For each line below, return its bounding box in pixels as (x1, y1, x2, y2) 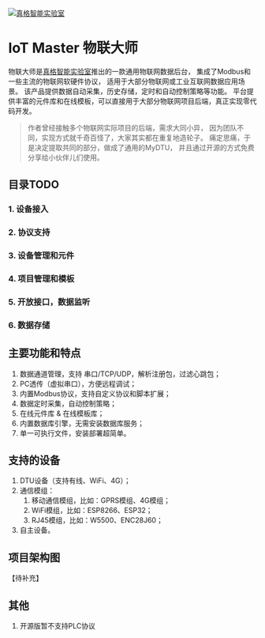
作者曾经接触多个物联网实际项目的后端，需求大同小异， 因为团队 (27, 123, 237, 132)
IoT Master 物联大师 (8, 40, 138, 57)
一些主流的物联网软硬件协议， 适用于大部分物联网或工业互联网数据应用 (8, 76, 238, 86)
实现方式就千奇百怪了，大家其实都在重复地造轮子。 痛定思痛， (41, 133, 244, 142)
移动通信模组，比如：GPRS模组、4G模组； (31, 496, 171, 505)
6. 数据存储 (8, 319, 50, 330)
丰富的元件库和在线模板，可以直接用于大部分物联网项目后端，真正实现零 (14, 96, 250, 106)
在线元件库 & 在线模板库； (19, 408, 105, 418)
